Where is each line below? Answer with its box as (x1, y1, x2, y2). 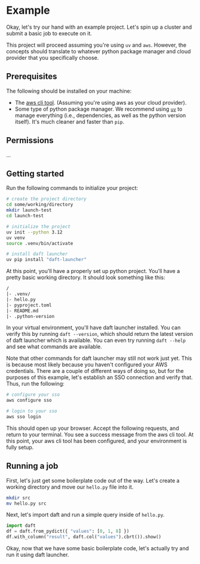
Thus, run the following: (6, 380, 64, 387)
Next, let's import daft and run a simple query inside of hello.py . (6, 511, 165, 518)
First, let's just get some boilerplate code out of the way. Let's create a (6, 477, 180, 484)
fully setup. (6, 444, 34, 451)
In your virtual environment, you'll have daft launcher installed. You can (6, 324, 181, 331)
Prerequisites (6, 71, 57, 81)
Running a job (6, 461, 59, 471)
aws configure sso (6, 398, 52, 404)
